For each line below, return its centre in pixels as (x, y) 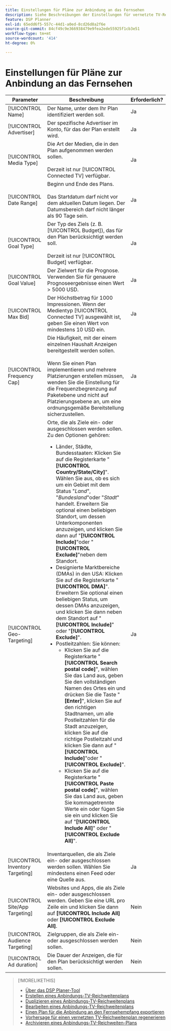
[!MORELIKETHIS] (36, 980)
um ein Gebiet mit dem (83, 485)
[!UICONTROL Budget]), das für (85, 230)
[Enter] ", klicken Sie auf (93, 701)
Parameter (25, 100)
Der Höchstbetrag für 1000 (80, 298)
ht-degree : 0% (20, 43)
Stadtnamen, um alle (89, 714)
